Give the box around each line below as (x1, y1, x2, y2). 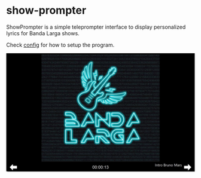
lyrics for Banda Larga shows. (6, 29, 80, 36)
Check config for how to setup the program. (6, 41, 115, 48)
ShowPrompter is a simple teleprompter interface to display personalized (6, 23, 186, 30)
